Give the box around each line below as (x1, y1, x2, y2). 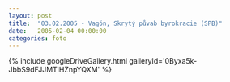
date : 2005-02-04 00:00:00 (8, 27, 107, 35)
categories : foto (8, 34, 67, 43)
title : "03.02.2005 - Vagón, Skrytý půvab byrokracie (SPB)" (8, 19, 223, 27)
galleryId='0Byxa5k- (129, 56, 198, 66)
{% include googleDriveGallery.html (8, 56, 128, 66)
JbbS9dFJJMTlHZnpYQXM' (8, 65, 100, 75)
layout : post (8, 11, 53, 20)
